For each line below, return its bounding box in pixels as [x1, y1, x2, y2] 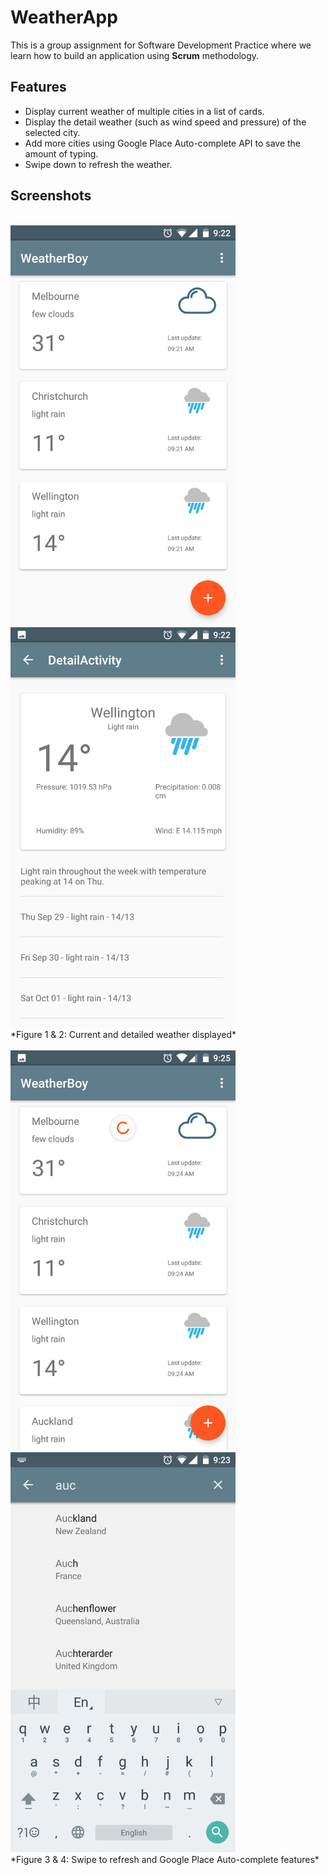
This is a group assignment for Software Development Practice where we [10, 39, 312, 51]
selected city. [24, 126, 81, 138]
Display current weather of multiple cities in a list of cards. [24, 105, 265, 117]
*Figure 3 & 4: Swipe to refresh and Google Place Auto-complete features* [10, 1853, 320, 1865]
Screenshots [10, 187, 92, 205]
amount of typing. [24, 147, 99, 160]
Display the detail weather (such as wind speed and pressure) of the [24, 116, 307, 128]
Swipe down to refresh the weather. [24, 158, 173, 170]
